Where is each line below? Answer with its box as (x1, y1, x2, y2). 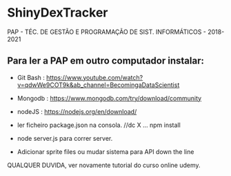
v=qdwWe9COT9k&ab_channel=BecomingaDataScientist (17, 81, 180, 89)
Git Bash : (17, 73, 45, 81)
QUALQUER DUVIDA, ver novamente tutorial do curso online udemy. (7, 161, 201, 169)
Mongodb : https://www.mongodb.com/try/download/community (17, 94, 202, 102)
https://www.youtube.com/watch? (46, 73, 143, 81)
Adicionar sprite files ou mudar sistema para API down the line (17, 147, 194, 156)
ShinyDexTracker (7, 5, 108, 21)
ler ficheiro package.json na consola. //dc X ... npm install (17, 121, 181, 129)
